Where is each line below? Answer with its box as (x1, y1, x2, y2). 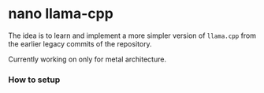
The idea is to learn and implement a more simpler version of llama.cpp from (8, 31, 257, 40)
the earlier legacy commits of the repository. (8, 39, 152, 48)
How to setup (8, 74, 61, 85)
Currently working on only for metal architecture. (8, 54, 167, 64)
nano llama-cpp (8, 5, 114, 23)
